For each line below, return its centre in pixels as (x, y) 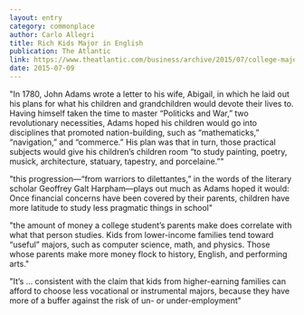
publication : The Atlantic (60, 52)
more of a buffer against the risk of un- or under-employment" (126, 301)
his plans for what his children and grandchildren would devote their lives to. (152, 103)
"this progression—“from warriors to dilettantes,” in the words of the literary (151, 178)
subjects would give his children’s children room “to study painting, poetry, (148, 151)
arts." (19, 263)
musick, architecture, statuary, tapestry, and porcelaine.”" (117, 161)
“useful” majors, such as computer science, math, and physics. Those (140, 244)
